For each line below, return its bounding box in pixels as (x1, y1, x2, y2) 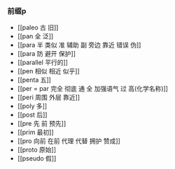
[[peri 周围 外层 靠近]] (17, 93, 80, 102)
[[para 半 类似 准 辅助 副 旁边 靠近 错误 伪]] (17, 41, 141, 50)
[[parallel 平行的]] (17, 58, 69, 67)
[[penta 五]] (17, 75, 51, 84)
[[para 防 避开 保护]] (17, 50, 76, 58)
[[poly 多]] (17, 102, 48, 110)
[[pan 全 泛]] (17, 32, 54, 41)
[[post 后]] (17, 110, 48, 119)
